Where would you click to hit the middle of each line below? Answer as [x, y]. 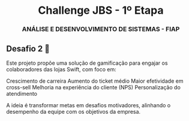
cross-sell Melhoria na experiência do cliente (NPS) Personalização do [94, 87]
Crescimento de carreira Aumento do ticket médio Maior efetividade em [95, 81]
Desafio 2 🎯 [28, 49]
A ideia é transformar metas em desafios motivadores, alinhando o [88, 105]
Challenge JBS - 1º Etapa [101, 10]
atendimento [22, 93]
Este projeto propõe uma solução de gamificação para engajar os [87, 63]
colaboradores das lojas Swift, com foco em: [61, 69]
